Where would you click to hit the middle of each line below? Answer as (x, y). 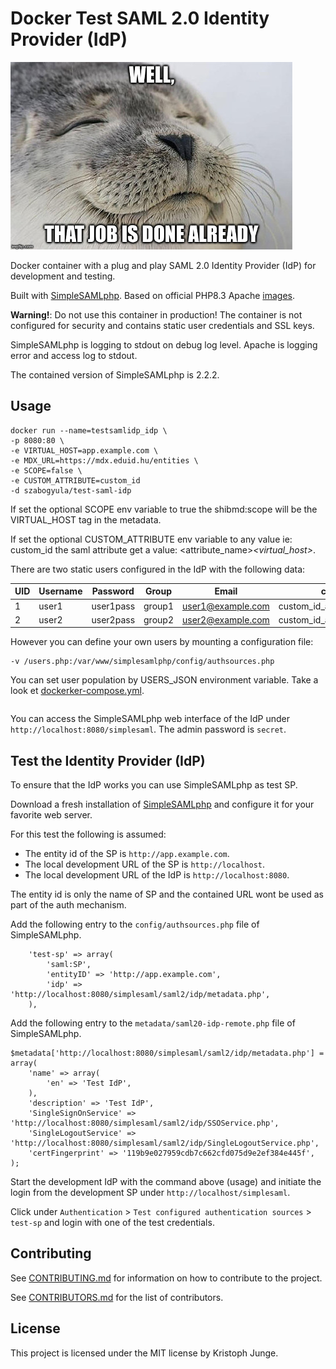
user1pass (113, 606)
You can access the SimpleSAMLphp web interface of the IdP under (150, 719)
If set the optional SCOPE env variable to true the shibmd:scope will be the (164, 509)
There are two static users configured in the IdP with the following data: (158, 569)
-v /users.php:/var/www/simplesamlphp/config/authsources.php (142, 662)
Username (60, 591)
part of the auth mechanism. (68, 905)
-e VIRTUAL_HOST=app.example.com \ (84, 450)
